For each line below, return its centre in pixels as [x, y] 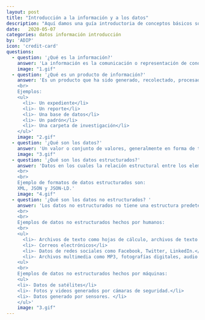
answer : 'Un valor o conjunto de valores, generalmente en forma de [106, 148]
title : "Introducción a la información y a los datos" [77, 18]
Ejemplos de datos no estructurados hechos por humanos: [91, 223]
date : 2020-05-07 [31, 29]
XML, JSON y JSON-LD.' [46, 188]
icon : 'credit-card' [33, 47]
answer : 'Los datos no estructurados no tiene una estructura [98, 206]
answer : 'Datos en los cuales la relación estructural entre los [102, 166]
